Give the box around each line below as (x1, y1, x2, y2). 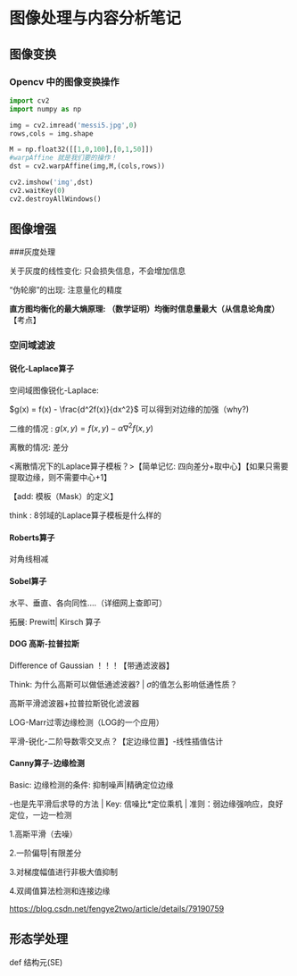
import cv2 (9, 96, 50, 105)
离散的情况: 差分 (9, 442, 69, 453)
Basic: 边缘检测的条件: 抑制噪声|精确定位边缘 (9, 780, 174, 790)
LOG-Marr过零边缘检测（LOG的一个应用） (9, 716, 165, 728)
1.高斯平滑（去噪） (9, 829, 78, 839)
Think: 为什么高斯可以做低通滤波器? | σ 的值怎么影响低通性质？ (9, 679, 238, 689)
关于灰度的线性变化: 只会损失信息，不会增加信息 (9, 265, 186, 277)
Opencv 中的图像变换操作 (9, 75, 120, 88)
